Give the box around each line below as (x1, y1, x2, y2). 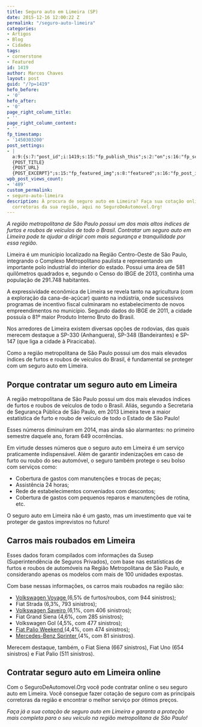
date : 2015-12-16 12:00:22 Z (7, 14, 80, 20)
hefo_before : (7, 87, 40, 93)
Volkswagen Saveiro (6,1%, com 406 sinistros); (15, 607, 132, 614)
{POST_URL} (12, 165, 40, 171)
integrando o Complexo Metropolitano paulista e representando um (7, 257, 173, 264)
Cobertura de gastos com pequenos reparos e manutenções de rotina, (15, 494, 190, 501)
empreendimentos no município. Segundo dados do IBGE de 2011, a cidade (7, 307, 192, 315)
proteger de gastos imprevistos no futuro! (7, 518, 110, 526)
